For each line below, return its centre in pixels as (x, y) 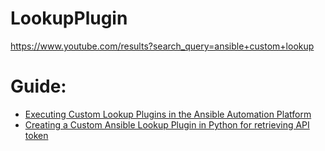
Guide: (38, 86)
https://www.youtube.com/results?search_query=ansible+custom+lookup (162, 46)
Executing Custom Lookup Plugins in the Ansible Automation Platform (168, 114)
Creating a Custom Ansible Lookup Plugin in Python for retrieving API (167, 124)
